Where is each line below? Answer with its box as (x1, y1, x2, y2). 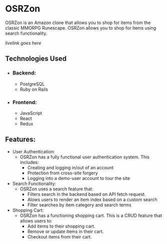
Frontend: (12, 99, 37, 106)
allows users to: (19, 217, 52, 223)
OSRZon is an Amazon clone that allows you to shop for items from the (5, 20, 151, 26)
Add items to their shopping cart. (27, 223, 95, 229)
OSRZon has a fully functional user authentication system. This (19, 154, 150, 160)
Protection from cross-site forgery (27, 170, 98, 176)
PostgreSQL (19, 81, 45, 87)
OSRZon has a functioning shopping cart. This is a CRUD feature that (19, 212, 162, 218)
